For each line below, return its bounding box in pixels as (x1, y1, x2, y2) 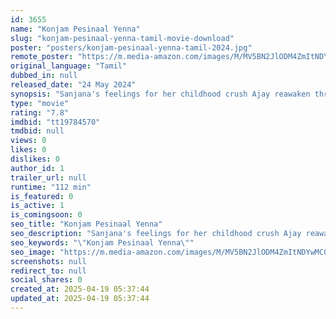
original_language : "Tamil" (10, 61, 128, 71)
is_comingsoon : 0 (10, 210, 83, 220)
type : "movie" (10, 98, 70, 108)
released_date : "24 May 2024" (10, 80, 137, 90)
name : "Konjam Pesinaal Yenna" (10, 24, 141, 34)
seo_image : (10, 247, 56, 257)
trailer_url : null (10, 172, 87, 183)
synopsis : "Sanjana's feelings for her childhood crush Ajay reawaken (10, 89, 311, 99)
